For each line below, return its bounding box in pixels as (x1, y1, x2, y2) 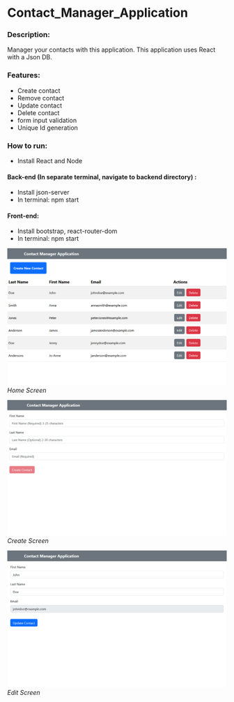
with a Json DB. (7, 53, 52, 61)
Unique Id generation (17, 124, 79, 132)
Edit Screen (7, 688, 40, 696)
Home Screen (7, 386, 47, 394)
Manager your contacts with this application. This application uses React (7, 45, 216, 54)
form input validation (17, 116, 77, 124)
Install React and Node (17, 157, 83, 165)
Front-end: (7, 211, 40, 220)
